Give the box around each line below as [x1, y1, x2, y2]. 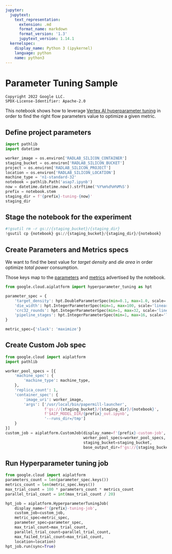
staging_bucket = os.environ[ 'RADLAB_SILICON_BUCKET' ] [5, 160, 125, 166]
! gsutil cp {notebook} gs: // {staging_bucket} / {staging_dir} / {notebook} [5, 231, 161, 236]
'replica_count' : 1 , [14, 388, 58, 393]
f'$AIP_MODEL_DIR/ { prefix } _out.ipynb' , [44, 411, 130, 417]
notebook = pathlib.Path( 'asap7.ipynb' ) [5, 180, 93, 185]
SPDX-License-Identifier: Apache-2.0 [5, 98, 86, 104]
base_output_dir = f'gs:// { [83, 445, 139, 450]
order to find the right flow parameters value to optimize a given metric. [5, 113, 156, 120]
